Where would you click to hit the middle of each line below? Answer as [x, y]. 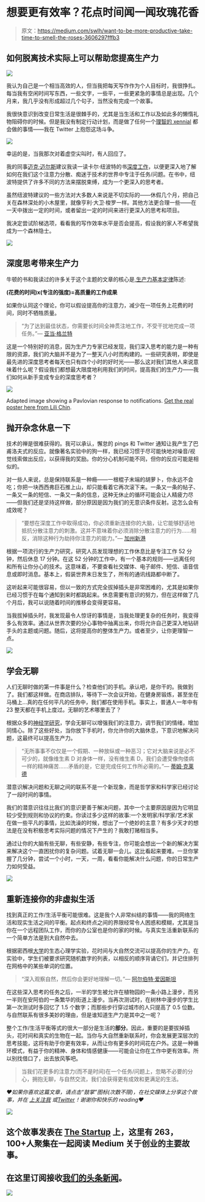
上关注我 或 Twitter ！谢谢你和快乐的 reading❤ [87, 1100]
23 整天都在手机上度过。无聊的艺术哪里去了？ [64, 710]
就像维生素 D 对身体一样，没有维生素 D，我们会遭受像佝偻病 [118, 759]
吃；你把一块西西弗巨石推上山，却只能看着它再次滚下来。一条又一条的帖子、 [103, 487]
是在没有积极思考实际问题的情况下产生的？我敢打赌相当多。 [86, 830]
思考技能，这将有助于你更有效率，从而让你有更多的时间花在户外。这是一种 [100, 1043]
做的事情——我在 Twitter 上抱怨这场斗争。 [64, 129]
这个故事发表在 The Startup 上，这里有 [80, 1132]
